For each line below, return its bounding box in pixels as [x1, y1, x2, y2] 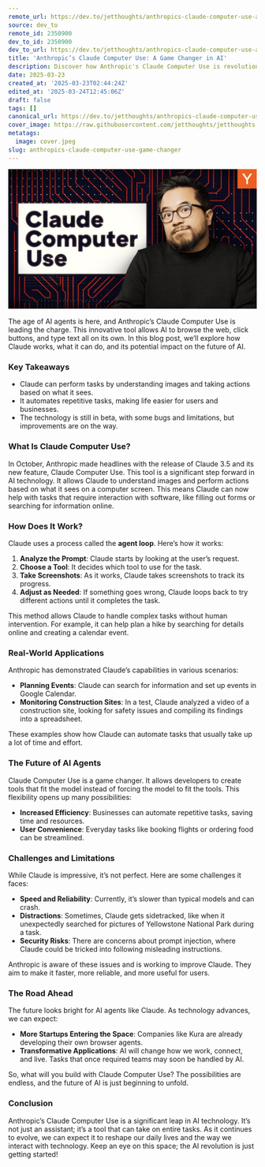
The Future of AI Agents [8, 757, 102, 769]
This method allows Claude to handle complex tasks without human [8, 612, 228, 621]
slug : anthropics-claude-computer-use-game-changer [8, 146, 181, 154]
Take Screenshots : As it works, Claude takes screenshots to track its [19, 570, 244, 580]
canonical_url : [8, 113, 58, 121]
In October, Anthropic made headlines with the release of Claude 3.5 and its [8, 458, 255, 469]
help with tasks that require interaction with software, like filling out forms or [8, 492, 256, 502]
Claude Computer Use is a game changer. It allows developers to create [8, 776, 242, 785]
